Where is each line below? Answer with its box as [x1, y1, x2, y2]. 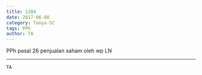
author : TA [6, 31, 34, 37]
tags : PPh [6, 25, 31, 32]
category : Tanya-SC [6, 20, 55, 26]
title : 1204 [6, 8, 36, 15]
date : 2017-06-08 [6, 14, 50, 20]
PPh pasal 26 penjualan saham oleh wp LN [6, 47, 112, 54]
